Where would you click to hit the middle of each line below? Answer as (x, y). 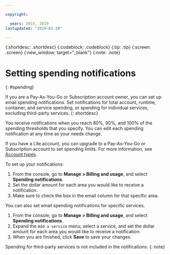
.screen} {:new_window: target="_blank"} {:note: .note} (63, 53)
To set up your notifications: (35, 164)
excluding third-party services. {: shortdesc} (52, 113)
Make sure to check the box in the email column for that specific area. (86, 196)
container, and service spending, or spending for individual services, (77, 108)
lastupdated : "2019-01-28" (34, 28)
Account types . (21, 154)
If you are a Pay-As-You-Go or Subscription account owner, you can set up (83, 97)
